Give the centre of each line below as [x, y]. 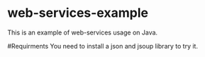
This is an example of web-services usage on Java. [83, 32]
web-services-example [78, 13]
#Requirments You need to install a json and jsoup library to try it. [103, 46]
